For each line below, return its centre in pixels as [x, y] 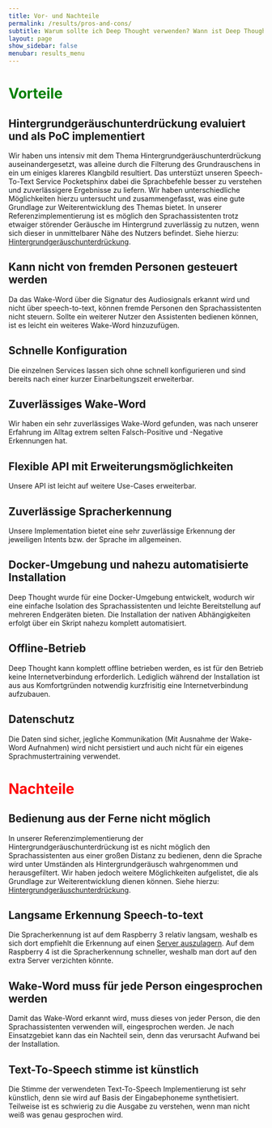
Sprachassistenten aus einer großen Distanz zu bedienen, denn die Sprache [135, 855]
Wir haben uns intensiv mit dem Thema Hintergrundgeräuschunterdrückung [135, 156]
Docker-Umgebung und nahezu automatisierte [129, 565]
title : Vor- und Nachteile [54, 16]
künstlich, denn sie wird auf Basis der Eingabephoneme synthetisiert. [123, 1097]
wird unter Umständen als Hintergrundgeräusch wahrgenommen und [123, 864]
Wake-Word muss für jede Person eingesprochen [136, 986]
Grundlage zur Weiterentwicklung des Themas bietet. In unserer [115, 207]
